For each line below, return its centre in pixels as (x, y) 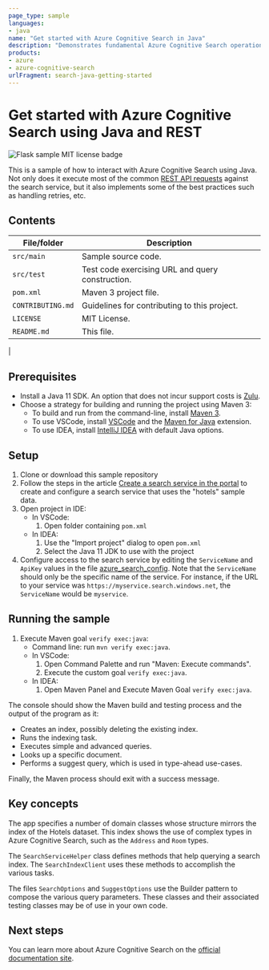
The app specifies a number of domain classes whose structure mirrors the (132, 823)
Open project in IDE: (53, 509)
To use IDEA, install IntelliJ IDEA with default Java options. (128, 430)
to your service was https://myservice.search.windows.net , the (125, 585)
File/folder (43, 243)
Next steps (36, 931)
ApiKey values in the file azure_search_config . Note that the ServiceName (138, 568)
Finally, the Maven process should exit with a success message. (114, 778)
